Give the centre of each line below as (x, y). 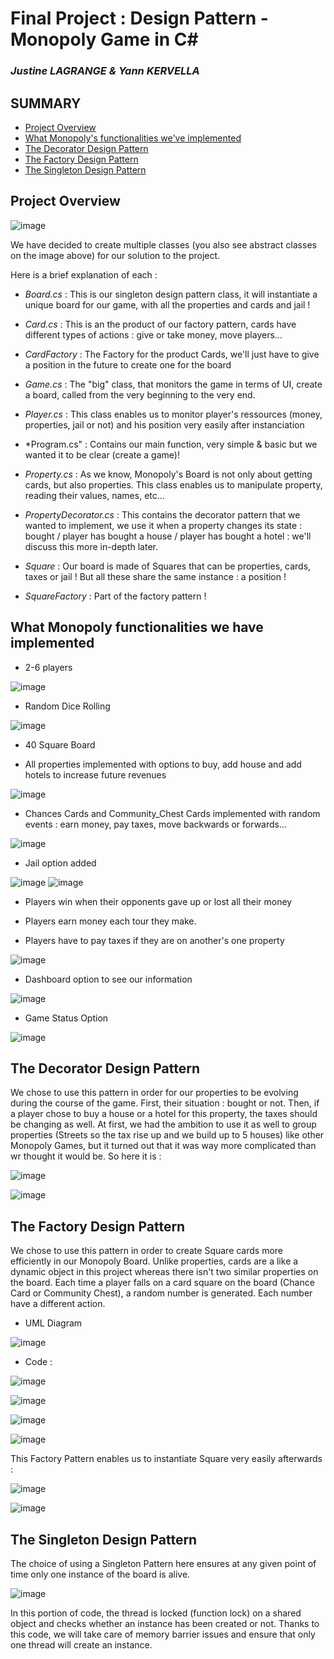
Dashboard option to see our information (108, 979)
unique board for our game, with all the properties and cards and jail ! (167, 304)
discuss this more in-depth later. (91, 546)
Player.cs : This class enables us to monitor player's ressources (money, (173, 414)
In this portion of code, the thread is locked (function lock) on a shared (156, 1613)
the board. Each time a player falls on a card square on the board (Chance (162, 1283)
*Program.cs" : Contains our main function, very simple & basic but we (171, 444)
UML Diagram (53, 1323)
